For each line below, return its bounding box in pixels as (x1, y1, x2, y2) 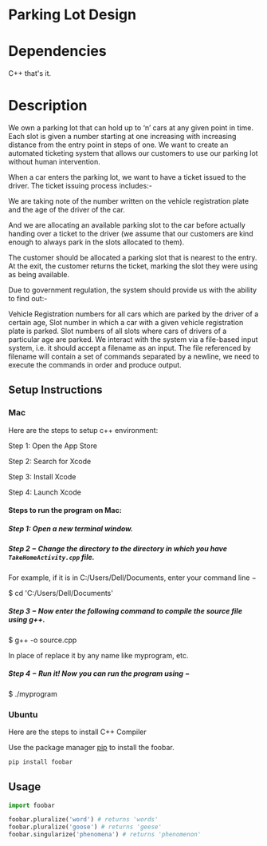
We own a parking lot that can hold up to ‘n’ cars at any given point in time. (8, 123, 253, 133)
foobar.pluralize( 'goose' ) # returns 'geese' (8, 823, 162, 832)
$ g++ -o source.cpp (8, 635, 77, 645)
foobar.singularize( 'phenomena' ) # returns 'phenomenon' (8, 831, 202, 839)
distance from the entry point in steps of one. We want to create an (8, 140, 229, 149)
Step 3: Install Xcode (8, 471, 77, 481)
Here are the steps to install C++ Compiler (8, 727, 147, 737)
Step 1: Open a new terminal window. (8, 523, 134, 533)
